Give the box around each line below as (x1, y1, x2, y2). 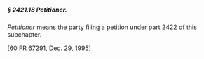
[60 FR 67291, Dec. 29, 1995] (7, 44, 91, 52)
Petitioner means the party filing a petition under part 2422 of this (7, 23, 198, 31)
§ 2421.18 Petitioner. (7, 6, 68, 14)
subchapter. (7, 30, 42, 38)
